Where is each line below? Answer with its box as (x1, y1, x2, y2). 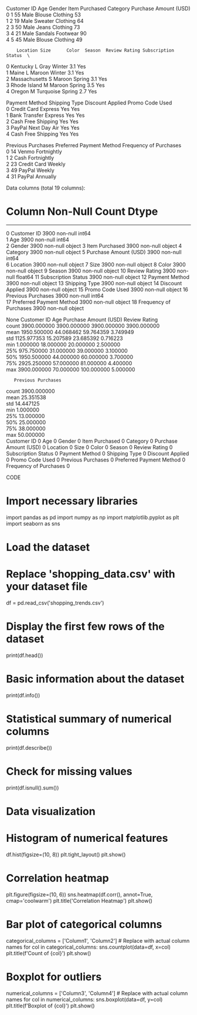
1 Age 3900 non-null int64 (6, 236, 69, 243)
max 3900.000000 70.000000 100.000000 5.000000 (6, 366, 135, 373)
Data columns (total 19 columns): (6, 184, 86, 191)
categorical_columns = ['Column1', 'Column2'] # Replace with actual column (6, 937, 190, 944)
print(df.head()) (6, 652, 43, 659)
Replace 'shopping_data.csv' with (6, 568, 176, 581)
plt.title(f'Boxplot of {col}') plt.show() (6, 1002, 95, 1009)
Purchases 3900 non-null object (6, 305, 84, 312)
